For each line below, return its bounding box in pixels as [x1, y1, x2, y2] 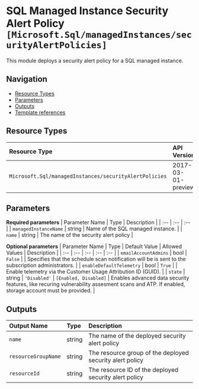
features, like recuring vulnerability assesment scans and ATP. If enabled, [6, 281, 185, 288]
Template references [14, 108, 66, 116]
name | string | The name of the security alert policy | [6, 232, 133, 239]
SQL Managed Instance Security [6, 4, 169, 18]
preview [172, 183, 195, 191]
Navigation [6, 74, 47, 84]
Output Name [9, 322, 48, 330]
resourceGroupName [9, 353, 61, 360]
